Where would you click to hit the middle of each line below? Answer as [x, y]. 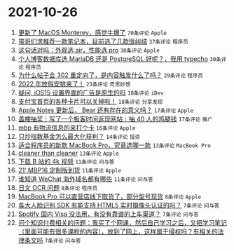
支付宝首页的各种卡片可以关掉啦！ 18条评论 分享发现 [90, 101]
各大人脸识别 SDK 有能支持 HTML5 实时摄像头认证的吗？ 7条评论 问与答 [119, 205]
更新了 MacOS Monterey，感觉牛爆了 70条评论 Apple [92, 32]
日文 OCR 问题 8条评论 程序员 [58, 187]
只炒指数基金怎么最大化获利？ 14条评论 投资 [79, 136]
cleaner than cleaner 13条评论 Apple [68, 153]
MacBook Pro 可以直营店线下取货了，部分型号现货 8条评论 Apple [110, 196]
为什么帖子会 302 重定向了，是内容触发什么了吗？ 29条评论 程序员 [111, 75]
